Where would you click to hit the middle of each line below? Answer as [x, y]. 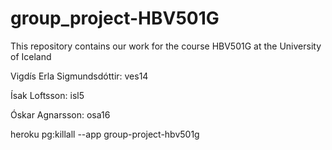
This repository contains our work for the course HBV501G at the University [166, 46]
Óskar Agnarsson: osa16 [60, 114]
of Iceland [31, 56]
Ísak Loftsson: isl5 [47, 95]
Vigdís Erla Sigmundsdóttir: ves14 [79, 76]
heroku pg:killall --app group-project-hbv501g [105, 134]
